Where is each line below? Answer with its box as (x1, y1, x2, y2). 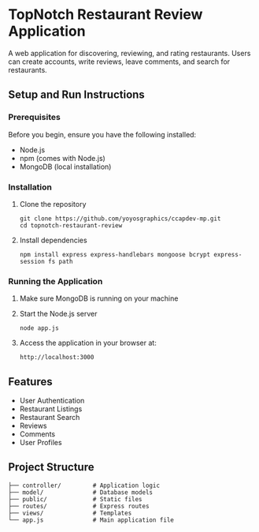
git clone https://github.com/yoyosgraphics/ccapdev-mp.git (19, 215, 221, 223)
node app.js (19, 324, 59, 332)
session (19, 257, 45, 265)
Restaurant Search (19, 413, 80, 422)
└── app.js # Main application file (8, 515, 175, 524)
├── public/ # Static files (8, 495, 143, 503)
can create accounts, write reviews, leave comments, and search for (8, 57, 231, 66)
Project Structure (8, 460, 94, 474)
